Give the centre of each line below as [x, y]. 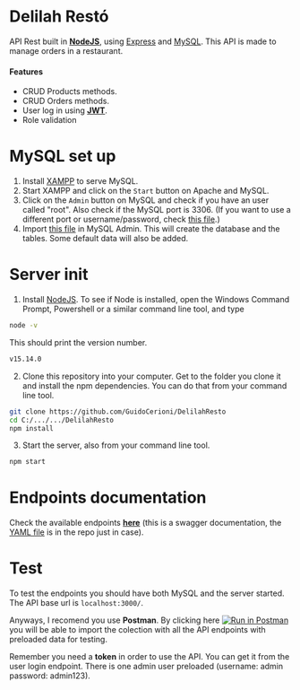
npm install [31, 428]
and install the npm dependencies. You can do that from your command [154, 385]
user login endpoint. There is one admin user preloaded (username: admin [146, 667]
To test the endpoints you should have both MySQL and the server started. [147, 593]
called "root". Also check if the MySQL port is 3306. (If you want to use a [156, 210]
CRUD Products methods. [70, 92]
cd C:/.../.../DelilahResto [62, 420]
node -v [24, 326]
